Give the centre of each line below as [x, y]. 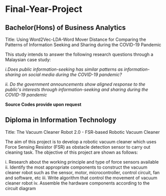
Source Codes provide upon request [43, 104]
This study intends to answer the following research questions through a [79, 54]
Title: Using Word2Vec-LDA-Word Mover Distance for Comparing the [76, 39]
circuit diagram [21, 188]
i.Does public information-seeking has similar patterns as [64, 69]
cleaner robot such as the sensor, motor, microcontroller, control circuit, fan [83, 172]
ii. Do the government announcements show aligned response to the [75, 84]
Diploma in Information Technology [61, 120]
